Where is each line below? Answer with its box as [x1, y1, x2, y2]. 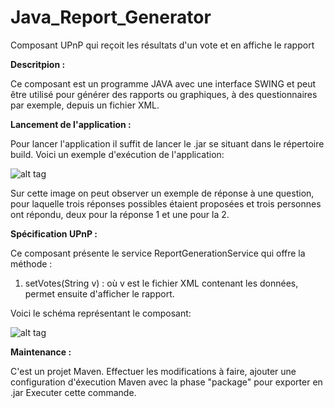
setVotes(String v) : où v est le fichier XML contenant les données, [24, 277, 299, 289]
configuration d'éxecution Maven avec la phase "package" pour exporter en [10, 376, 323, 388]
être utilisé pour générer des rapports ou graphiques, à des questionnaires [10, 88, 318, 100]
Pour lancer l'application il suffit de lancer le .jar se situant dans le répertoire [10, 137, 325, 150]
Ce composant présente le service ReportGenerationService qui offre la [10, 247, 306, 259]
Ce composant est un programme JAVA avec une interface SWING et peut [10, 77, 317, 90]
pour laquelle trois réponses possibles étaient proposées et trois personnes [10, 197, 322, 210]
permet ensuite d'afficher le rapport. [24, 287, 175, 300]
